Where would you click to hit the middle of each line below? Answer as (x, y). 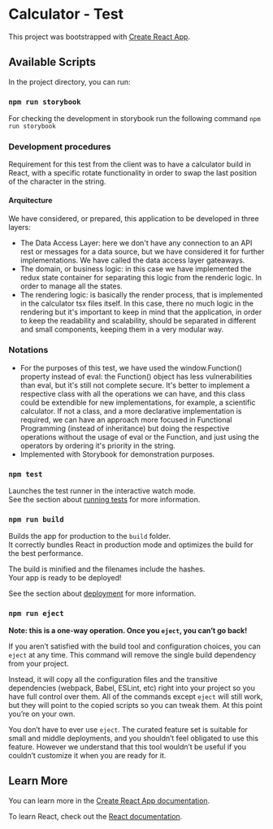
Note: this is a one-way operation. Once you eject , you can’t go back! (128, 630)
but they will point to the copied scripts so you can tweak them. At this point (135, 705)
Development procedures (60, 146)
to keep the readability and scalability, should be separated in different (138, 320)
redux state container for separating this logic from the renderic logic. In (141, 277)
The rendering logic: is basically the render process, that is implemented (141, 294)
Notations (28, 350)
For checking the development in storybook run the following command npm (135, 119)
